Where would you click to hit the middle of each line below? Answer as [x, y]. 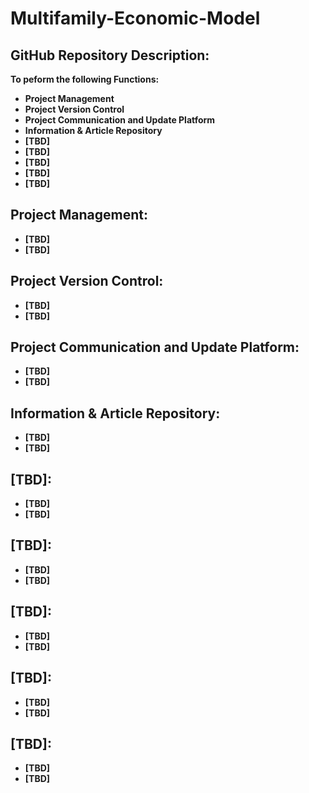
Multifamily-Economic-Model [135, 18]
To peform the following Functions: [85, 79]
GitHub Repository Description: [110, 55]
